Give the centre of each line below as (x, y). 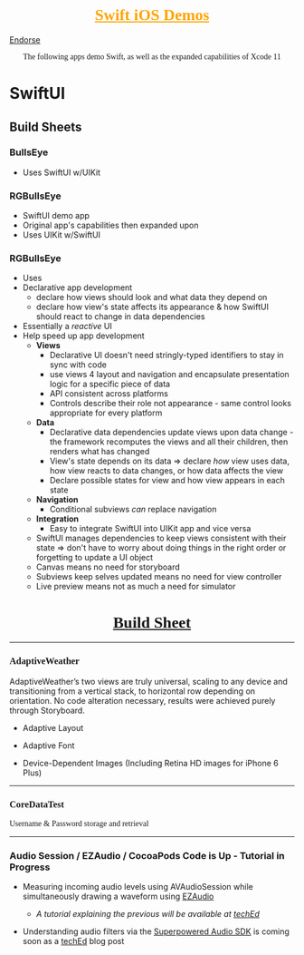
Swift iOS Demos (152, 15)
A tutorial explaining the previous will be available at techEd (148, 914)
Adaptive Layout (53, 727)
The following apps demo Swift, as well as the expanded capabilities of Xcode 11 (152, 57)
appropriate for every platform (106, 413)
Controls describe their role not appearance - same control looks (171, 404)
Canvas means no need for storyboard (108, 567)
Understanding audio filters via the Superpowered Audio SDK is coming (156, 931)
